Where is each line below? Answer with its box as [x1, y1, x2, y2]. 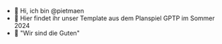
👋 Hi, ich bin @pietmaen [13, 7, 85, 15]
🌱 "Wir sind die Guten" [13, 29, 80, 37]
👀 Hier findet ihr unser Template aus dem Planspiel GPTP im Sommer [13, 14, 216, 22]
